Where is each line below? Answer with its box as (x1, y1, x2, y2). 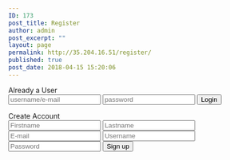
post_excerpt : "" (8, 33, 66, 42)
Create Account (8, 111, 61, 120)
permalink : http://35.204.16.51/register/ (8, 49, 152, 57)
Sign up (106, 142, 130, 150)
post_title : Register (8, 19, 81, 27)
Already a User (8, 85, 57, 95)
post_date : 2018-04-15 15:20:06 (8, 64, 116, 72)
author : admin (8, 26, 56, 34)
